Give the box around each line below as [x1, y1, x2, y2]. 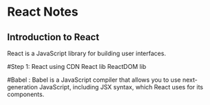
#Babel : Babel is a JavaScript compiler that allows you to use [7, 76, 181, 84]
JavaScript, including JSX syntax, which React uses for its [38, 83, 204, 91]
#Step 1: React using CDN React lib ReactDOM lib [7, 63, 146, 70]
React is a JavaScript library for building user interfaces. [7, 49, 166, 57]
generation [7, 83, 38, 91]
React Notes [7, 4, 79, 20]
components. [7, 90, 45, 98]
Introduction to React [7, 31, 100, 43]
